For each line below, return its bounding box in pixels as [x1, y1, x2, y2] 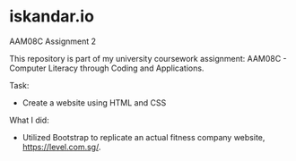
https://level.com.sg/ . [22, 141, 101, 152]
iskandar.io [9, 6, 94, 27]
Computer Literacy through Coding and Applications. [9, 63, 205, 73]
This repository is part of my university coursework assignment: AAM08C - [9, 53, 287, 64]
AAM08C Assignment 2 [9, 36, 97, 47]
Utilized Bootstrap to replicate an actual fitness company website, [22, 131, 266, 142]
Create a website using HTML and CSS [22, 97, 167, 108]
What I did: [9, 114, 49, 125]
